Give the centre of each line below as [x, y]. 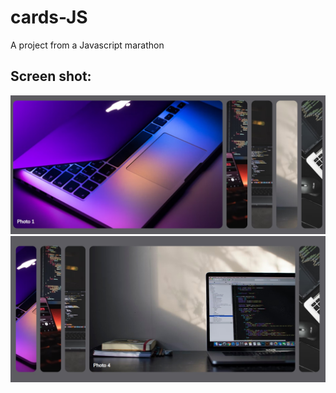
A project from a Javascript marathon [87, 45]
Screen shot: [51, 76]
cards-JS [49, 17]
